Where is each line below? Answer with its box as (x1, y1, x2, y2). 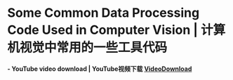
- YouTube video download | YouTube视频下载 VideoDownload (7, 65, 192, 73)
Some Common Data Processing (7, 5, 200, 21)
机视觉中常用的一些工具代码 (7, 40, 168, 55)
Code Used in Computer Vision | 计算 (7, 22, 226, 38)
